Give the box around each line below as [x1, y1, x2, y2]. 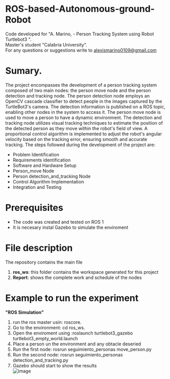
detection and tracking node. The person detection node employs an [5, 92, 150, 99]
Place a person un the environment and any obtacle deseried [12, 341, 141, 347]
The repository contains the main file [5, 259, 83, 265]
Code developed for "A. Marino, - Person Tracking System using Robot [5, 31, 154, 37]
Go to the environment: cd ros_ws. [12, 324, 85, 330]
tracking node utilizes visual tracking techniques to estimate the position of [5, 120, 163, 126]
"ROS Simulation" [5, 309, 44, 315]
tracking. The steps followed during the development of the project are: [5, 141, 156, 148]
